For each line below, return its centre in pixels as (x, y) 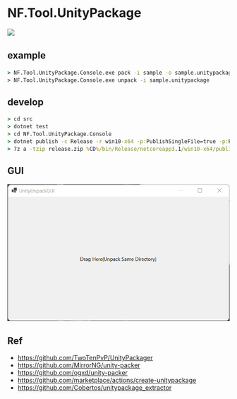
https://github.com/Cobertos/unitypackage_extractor (95, 388)
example (27, 55)
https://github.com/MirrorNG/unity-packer (79, 365)
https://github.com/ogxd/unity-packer (73, 373)
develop (25, 102)
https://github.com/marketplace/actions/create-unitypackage (107, 380)
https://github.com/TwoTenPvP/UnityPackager (85, 358)
